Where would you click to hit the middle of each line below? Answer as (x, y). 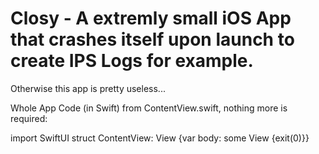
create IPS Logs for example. (132, 61)
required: (29, 118)
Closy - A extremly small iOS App (151, 18)
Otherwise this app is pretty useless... (88, 88)
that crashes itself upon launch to (152, 39)
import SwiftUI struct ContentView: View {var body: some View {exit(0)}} (160, 138)
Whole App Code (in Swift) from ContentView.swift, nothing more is (149, 108)
